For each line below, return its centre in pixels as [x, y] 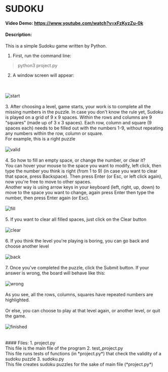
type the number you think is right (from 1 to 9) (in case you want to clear [81, 171]
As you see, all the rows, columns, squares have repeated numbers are [79, 294]
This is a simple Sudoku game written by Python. [56, 45]
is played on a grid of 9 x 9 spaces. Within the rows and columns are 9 [79, 117]
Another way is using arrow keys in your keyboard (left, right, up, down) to [83, 187]
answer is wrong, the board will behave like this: [55, 273]
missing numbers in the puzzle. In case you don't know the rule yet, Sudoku [84, 112]
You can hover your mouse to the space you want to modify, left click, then [83, 165]
